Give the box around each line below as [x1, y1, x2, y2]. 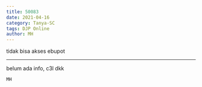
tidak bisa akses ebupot [6, 47, 66, 55]
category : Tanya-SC [6, 20, 55, 26]
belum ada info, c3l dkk [6, 65, 64, 72]
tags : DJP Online [6, 25, 50, 32]
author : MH [6, 31, 34, 37]
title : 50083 [6, 8, 39, 15]
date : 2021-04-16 [6, 14, 50, 20]
